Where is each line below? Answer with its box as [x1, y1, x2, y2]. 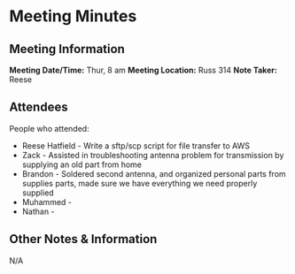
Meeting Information [9, 42, 126, 57]
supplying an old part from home [21, 159, 142, 170]
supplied [21, 187, 55, 198]
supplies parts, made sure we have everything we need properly [21, 178, 258, 188]
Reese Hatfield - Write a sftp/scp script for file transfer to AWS [21, 140, 251, 151]
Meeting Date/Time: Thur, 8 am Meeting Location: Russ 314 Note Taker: [9, 65, 277, 75]
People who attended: [9, 123, 90, 133]
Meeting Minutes [9, 6, 137, 27]
